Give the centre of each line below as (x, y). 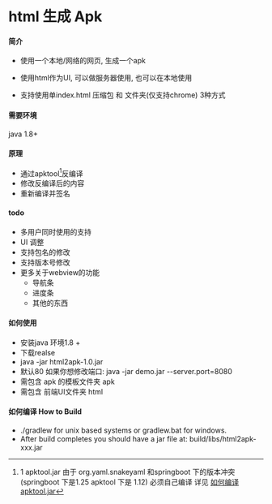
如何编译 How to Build (45, 411)
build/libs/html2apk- (223, 439)
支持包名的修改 (45, 252)
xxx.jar (31, 448)
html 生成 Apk (55, 17)
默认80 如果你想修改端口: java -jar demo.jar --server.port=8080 (126, 371)
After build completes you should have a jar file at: (104, 439)
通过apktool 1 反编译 (51, 173)
